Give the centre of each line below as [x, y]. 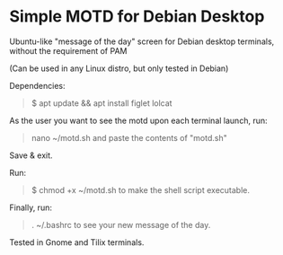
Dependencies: [37, 85]
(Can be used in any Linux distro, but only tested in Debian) [119, 68]
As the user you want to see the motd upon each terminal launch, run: [138, 120]
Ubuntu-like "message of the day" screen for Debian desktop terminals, [142, 41]
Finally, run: [31, 207]
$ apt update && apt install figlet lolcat [102, 103]
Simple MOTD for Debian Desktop [137, 17]
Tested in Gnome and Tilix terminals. [77, 242]
